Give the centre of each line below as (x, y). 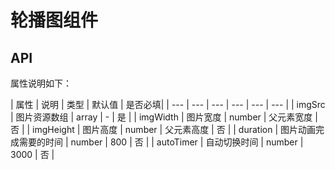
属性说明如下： (41, 83)
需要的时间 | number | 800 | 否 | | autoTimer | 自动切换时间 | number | (161, 142)
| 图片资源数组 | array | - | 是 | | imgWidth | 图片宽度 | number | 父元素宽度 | (164, 117)
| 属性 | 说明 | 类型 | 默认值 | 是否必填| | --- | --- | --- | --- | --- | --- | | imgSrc (168, 104)
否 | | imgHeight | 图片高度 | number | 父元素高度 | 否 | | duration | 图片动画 (163, 129)
